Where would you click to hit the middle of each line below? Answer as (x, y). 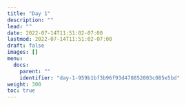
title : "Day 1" (29, 13)
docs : (21, 65)
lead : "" (20, 26)
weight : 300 (24, 84)
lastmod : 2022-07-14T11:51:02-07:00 (60, 39)
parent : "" (35, 71)
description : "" (30, 20)
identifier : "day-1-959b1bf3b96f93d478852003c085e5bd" (100, 78)
